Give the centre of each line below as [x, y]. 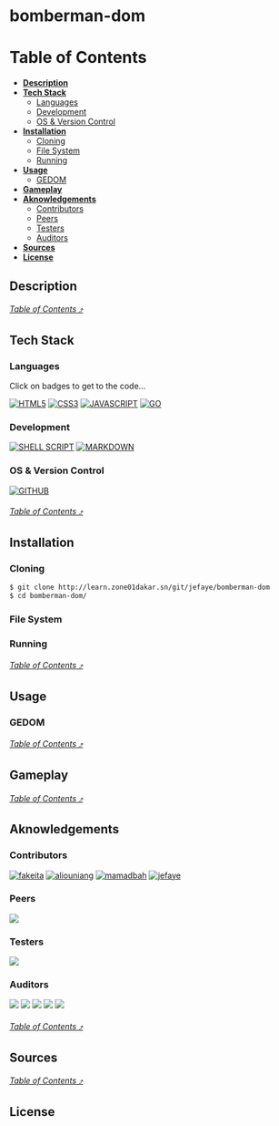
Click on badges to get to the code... [78, 386]
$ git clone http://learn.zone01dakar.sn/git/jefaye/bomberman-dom [140, 588]
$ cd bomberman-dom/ [49, 595]
